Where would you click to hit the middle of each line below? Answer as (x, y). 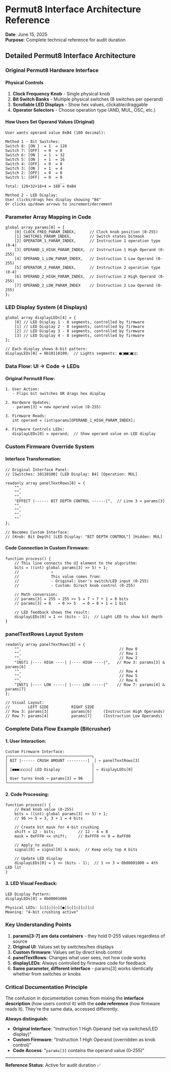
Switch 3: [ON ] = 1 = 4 (34, 168)
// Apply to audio (34, 845)
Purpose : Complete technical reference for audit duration (65, 40)
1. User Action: (22, 389)
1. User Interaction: (26, 741)
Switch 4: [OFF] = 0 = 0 (34, 164)
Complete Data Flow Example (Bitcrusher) (58, 729)
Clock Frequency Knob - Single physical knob (61, 94)
